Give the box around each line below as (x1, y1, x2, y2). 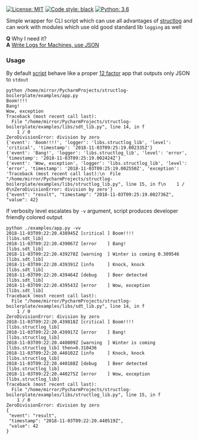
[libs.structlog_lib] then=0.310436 (6, 345, 97, 351)
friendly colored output (6, 214, 62, 221)
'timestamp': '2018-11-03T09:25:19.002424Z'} (6, 155, 121, 161)
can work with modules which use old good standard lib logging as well (6, 24, 182, 30)
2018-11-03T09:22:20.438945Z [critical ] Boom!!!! (6, 230, 134, 236)
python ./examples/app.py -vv (6, 225, 81, 232)
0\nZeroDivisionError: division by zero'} (6, 186, 113, 193)
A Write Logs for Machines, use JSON (6, 42, 99, 48)
